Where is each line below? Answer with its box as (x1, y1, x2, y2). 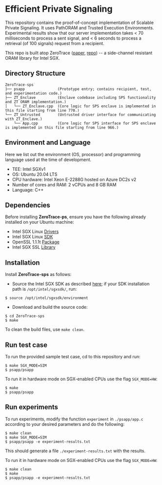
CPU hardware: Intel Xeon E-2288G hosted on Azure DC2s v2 (12, 176, 137, 182)
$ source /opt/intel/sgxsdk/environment (5, 296, 89, 300)
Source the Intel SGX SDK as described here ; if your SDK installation (12, 281, 150, 287)
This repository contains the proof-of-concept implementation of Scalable (5, 20, 154, 25)
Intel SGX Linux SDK (12, 234, 53, 240)
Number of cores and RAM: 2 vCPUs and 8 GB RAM (12, 182, 117, 187)
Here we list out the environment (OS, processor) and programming (5, 151, 141, 157)
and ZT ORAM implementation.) (5, 99, 67, 104)
